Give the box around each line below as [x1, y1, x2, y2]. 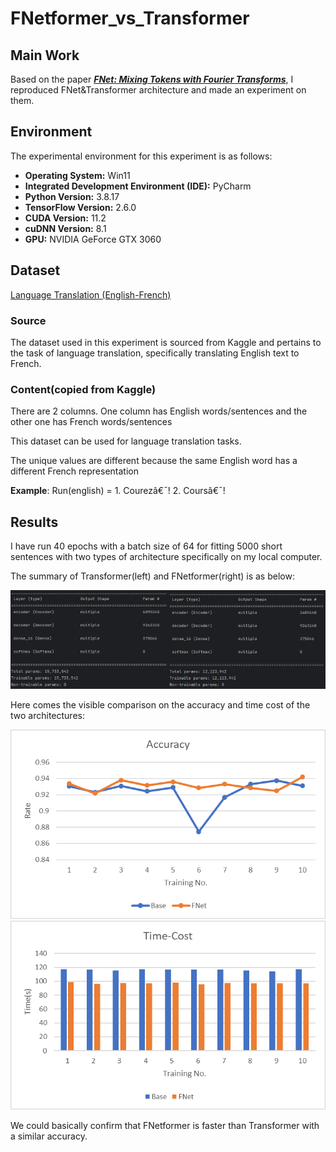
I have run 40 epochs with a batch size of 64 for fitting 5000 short [10, 540, 283, 552]
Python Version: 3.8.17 [24, 190, 120, 202]
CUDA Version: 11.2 [24, 212, 107, 224]
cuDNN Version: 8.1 [24, 222, 107, 234]
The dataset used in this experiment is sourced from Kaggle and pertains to [10, 336, 322, 348]
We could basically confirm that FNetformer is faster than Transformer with [10, 1120, 320, 1132]
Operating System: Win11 [24, 169, 131, 181]
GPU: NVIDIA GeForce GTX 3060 [24, 233, 162, 245]
